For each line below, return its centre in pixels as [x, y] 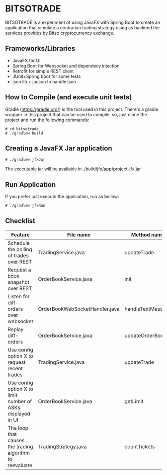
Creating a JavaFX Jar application [59, 148]
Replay [16, 329]
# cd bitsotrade [22, 129]
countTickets [140, 446]
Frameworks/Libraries [40, 48]
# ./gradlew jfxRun [25, 206]
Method [140, 235]
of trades [18, 255]
